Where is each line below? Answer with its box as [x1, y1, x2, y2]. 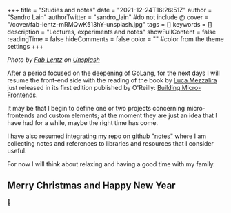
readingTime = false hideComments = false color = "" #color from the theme [7, 35, 224, 43]
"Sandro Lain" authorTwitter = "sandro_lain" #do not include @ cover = [7, 13, 209, 21]
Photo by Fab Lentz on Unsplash [7, 56, 100, 64]
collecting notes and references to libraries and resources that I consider [7, 139, 214, 147]
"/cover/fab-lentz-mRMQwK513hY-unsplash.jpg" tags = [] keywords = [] [7, 21, 212, 28]
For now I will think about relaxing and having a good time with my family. [7, 160, 215, 168]
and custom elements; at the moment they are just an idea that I [36, 111, 217, 120]
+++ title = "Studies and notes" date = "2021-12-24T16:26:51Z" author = [7, 6, 212, 14]
